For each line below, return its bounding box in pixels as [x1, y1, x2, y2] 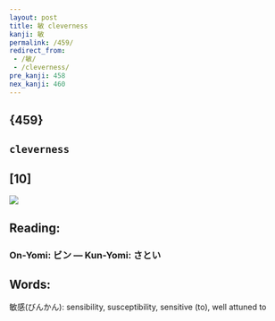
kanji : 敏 [9, 30, 45, 38]
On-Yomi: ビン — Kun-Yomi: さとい [9, 249, 162, 261]
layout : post [9, 13, 58, 22]
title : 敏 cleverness [9, 21, 88, 30]
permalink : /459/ [9, 38, 74, 47]
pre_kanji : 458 [9, 72, 66, 80]
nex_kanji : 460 [9, 80, 66, 89]
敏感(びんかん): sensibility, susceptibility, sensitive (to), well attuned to [9, 301, 267, 313]
